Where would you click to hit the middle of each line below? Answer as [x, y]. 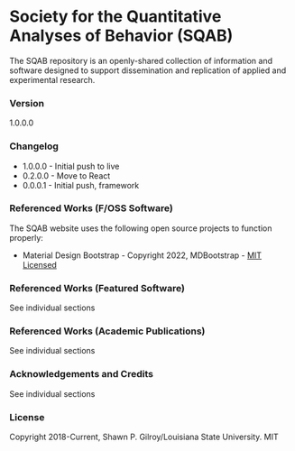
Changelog [34, 146]
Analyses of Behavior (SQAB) [121, 36]
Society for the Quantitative [115, 17]
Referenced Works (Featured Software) [97, 288]
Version [27, 103]
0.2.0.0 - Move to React [66, 175]
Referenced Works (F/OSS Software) [91, 208]
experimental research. [52, 79]
